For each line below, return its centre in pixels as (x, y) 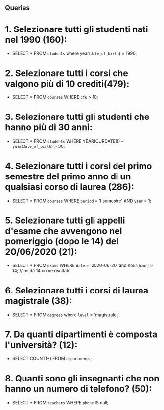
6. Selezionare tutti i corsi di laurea (77, 291)
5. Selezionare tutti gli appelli (65, 220)
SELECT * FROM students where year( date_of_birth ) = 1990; (74, 53)
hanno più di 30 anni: (49, 128)
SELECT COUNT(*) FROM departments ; (52, 358)
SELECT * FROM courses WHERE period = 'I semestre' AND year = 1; (82, 201)
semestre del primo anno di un (68, 177)
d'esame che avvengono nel (64, 231)
